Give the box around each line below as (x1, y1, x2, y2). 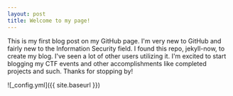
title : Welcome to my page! (7, 17, 91, 24)
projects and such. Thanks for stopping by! (7, 67, 134, 75)
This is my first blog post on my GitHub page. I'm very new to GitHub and (7, 36, 222, 45)
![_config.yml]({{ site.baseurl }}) (7, 80, 101, 89)
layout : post (7, 10, 46, 18)
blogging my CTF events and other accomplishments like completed (7, 59, 207, 68)
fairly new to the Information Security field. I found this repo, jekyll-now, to (7, 44, 225, 53)
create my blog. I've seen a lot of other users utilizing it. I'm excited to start (7, 51, 227, 60)
